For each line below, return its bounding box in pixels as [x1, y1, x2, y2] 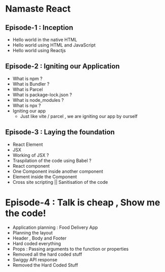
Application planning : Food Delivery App [12, 224, 98, 230]
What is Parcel [12, 86, 43, 92]
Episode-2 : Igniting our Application [5, 62, 120, 71]
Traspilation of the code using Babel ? [12, 158, 92, 164]
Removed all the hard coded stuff [12, 251, 82, 257]
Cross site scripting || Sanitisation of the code [12, 179, 108, 185]
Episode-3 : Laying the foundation [5, 128, 115, 137]
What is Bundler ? [12, 81, 50, 87]
